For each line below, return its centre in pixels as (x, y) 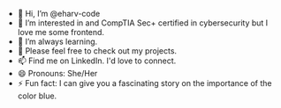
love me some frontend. (61, 32)
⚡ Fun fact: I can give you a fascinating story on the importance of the (144, 83)
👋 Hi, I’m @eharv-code (59, 14)
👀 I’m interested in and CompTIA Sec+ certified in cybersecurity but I (143, 23)
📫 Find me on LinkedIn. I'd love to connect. (97, 61)
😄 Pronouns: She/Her (57, 73)
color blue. (37, 96)
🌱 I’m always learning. (57, 41)
